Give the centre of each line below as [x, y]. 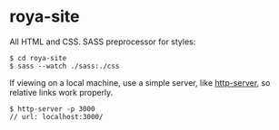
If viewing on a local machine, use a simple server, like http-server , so [140, 82]
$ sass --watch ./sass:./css [65, 66]
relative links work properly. [61, 92]
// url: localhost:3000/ [56, 116]
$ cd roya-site [38, 58]
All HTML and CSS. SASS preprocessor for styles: [103, 42]
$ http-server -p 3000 [52, 109]
